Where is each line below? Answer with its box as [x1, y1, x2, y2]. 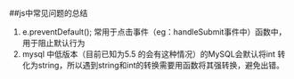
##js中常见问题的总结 [9, 8, 88, 18]
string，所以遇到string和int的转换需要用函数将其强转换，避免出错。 [37, 60, 285, 70]
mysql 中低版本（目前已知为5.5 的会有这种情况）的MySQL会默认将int [21, 49, 276, 59]
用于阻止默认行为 [21, 38, 86, 48]
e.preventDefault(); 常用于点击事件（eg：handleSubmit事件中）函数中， [21, 27, 287, 37]
